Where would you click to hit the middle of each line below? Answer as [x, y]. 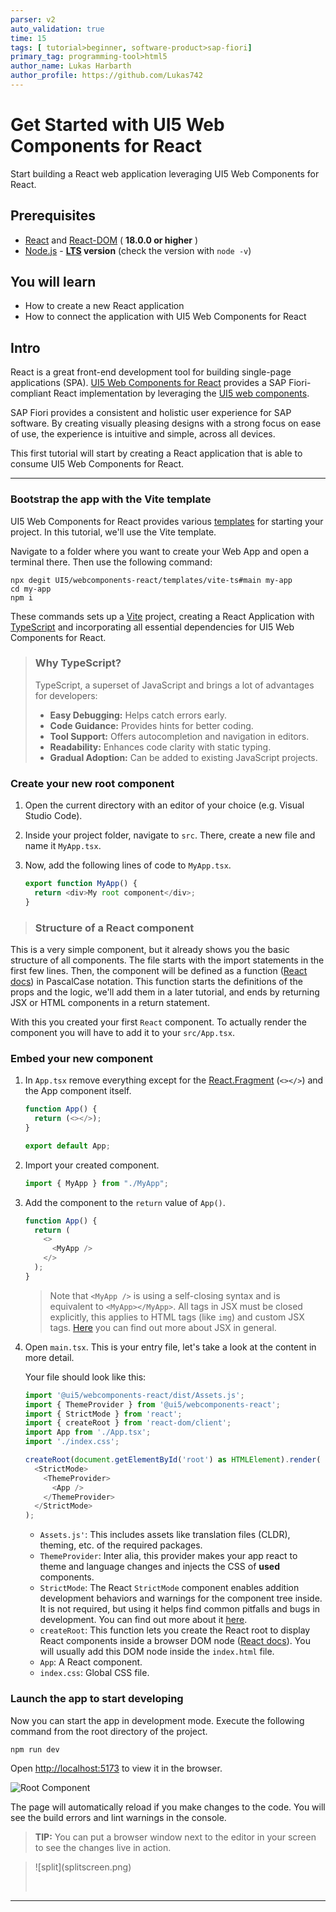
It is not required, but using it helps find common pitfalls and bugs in [180, 1609]
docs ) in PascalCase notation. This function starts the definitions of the [156, 982]
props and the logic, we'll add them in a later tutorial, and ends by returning [165, 992]
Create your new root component [92, 783]
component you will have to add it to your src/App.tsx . [122, 1033]
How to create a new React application [104, 306]
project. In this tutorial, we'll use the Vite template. [113, 532]
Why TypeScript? [78, 663]
